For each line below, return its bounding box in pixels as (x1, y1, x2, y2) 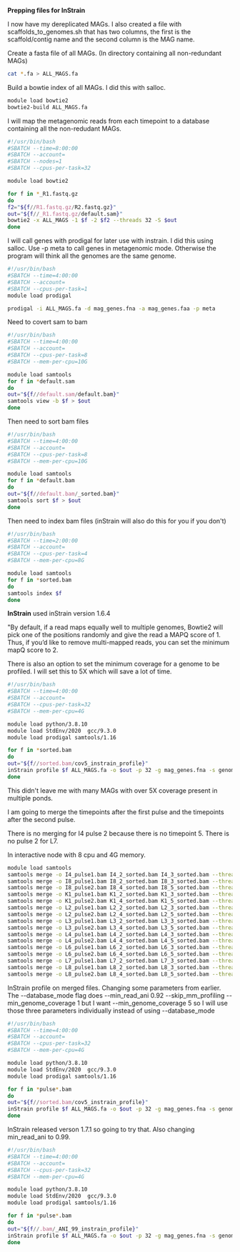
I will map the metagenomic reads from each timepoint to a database (7, 116, 210, 125)
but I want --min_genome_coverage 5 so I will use (81, 998, 229, 1007)
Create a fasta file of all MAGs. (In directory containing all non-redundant (7, 49, 222, 57)
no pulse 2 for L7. (7, 836, 59, 845)
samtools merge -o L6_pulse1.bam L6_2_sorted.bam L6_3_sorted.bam (7, 944, 209, 951)
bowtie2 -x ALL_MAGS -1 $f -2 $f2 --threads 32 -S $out (7, 217, 177, 224)
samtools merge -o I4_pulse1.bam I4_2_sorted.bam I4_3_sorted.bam (7, 871, 209, 878)
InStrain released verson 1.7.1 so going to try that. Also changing (7, 1125, 195, 1133)
